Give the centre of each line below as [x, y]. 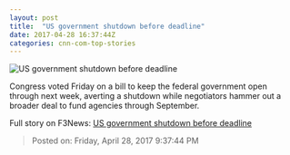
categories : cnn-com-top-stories [73, 43]
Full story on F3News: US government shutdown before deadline [131, 123]
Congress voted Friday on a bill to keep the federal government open [139, 86]
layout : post [34, 18]
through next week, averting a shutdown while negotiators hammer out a [145, 96]
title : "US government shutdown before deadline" [107, 26]
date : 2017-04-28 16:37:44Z [63, 34]
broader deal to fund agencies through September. [105, 106]
